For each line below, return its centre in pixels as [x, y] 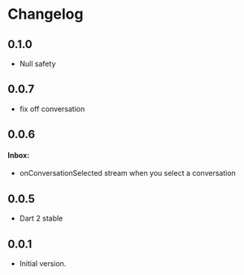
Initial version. [43, 264]
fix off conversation [52, 109]
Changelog [46, 14]
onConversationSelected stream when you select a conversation [128, 173]
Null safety [37, 63]
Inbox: [19, 155]
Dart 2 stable [41, 218]
